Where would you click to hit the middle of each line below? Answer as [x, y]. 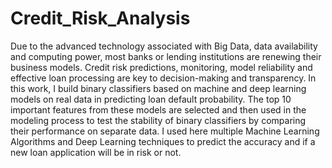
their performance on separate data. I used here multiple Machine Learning [165, 131]
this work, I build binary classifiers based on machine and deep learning [158, 88]
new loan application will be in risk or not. [96, 152]
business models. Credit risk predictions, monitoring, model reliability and [161, 67]
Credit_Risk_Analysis [100, 18]
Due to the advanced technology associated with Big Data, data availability [164, 46]
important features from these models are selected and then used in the [158, 109]
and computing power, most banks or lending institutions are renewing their [166, 56]
